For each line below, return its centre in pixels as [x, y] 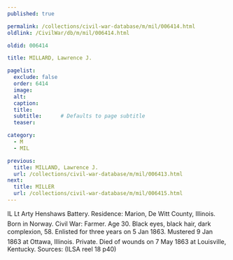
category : [22, 136]
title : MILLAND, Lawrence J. [56, 167]
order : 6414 [31, 84]
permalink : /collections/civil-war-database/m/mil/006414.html [101, 26]
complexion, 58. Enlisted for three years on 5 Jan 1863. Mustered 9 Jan [110, 231]
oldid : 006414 [28, 45]
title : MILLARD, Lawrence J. [50, 58]
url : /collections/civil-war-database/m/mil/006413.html [98, 174]
